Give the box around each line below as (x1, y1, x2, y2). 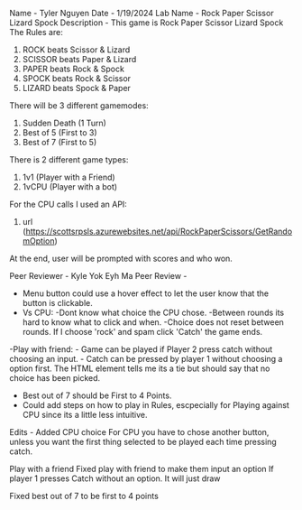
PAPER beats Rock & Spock (22, 63, 124, 74)
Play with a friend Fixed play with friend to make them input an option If (9, 464, 274, 474)
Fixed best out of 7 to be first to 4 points (9, 491, 160, 501)
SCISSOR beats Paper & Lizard (22, 54, 137, 64)
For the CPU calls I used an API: (9, 199, 128, 209)
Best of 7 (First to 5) (22, 137, 97, 147)
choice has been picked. (9, 373, 101, 383)
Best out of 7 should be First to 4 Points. (22, 390, 172, 401)
